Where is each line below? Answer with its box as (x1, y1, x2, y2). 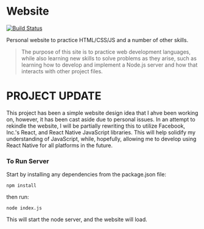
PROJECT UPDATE (6, 89, 102, 103)
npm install (6, 183, 37, 189)
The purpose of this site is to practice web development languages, (21, 48, 191, 56)
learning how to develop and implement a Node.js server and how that (21, 61, 198, 68)
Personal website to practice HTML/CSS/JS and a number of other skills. (6, 36, 189, 43)
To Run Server (6, 157, 49, 165)
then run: (6, 194, 29, 201)
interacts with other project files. (21, 67, 103, 75)
